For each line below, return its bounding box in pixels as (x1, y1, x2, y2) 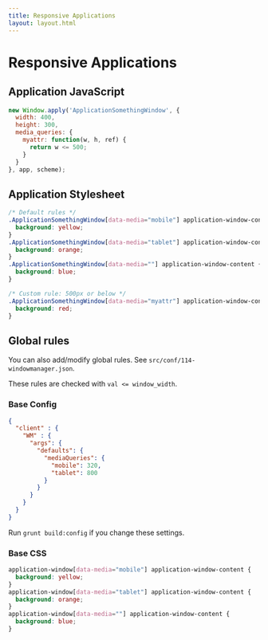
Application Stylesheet (8, 187, 125, 201)
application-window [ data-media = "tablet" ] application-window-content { (8, 587, 251, 596)
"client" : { (15, 424, 59, 433)
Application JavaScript (8, 85, 125, 99)
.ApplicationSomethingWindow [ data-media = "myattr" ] (8, 296, 180, 305)
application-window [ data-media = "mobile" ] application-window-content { (8, 566, 251, 574)
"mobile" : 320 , (50, 461, 102, 469)
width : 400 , (15, 113, 56, 122)
